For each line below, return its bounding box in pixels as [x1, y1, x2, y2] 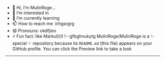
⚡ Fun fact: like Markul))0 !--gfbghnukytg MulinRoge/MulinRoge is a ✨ [12, 33, 155, 39]
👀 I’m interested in [12, 10, 49, 16]
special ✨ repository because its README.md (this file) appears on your [12, 40, 152, 46]
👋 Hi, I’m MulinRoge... [12, 5, 56, 10]
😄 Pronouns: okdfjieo [12, 28, 56, 33]
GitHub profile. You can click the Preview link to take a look [12, 46, 132, 52]
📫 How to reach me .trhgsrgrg [12, 21, 75, 27]
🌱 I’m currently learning [12, 15, 60, 21]
